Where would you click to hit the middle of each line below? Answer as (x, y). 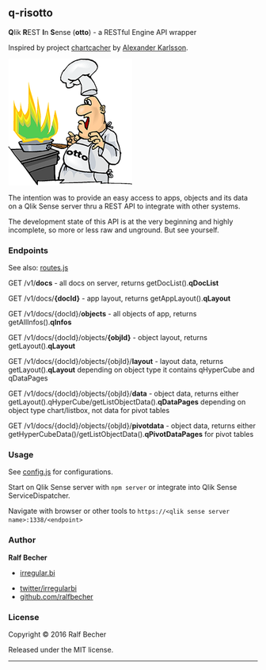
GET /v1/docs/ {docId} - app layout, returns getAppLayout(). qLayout (120, 299)
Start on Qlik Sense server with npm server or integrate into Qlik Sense (123, 488)
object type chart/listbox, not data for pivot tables (89, 411)
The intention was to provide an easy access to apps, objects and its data (128, 197)
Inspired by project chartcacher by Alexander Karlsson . (98, 48)
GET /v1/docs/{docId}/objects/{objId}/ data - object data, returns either (123, 394)
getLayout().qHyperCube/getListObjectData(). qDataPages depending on (127, 402)
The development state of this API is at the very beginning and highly (121, 221)
